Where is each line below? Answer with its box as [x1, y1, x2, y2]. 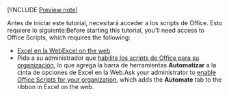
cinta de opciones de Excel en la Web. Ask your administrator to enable [16, 68, 217, 76]
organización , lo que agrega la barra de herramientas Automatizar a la [16, 61, 217, 69]
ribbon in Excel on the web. [16, 83, 94, 91]
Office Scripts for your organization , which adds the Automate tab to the [16, 76, 222, 84]
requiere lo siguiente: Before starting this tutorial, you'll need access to [7, 27, 205, 34]
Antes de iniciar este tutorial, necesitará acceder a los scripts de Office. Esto [7, 19, 223, 27]
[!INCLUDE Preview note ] [7, 6, 79, 14]
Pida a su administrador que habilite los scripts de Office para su [16, 54, 200, 62]
